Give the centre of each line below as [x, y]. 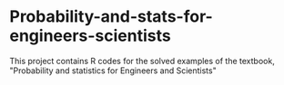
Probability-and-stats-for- [112, 17]
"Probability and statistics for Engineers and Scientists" [113, 71]
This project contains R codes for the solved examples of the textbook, [142, 61]
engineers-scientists [90, 36]
